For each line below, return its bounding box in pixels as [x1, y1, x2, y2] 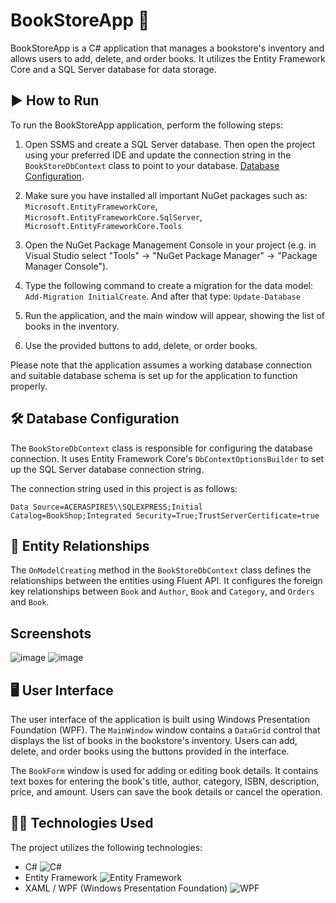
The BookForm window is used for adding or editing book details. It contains [10, 765, 319, 776]
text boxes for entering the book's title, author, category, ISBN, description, [10, 775, 320, 787]
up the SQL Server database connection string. [10, 463, 205, 475]
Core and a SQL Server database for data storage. [10, 63, 217, 75]
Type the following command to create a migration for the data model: [24, 279, 314, 291]
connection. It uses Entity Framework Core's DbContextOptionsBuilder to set [10, 452, 325, 464]
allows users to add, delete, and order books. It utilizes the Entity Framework [10, 52, 326, 64]
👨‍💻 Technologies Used [10, 815, 154, 832]
